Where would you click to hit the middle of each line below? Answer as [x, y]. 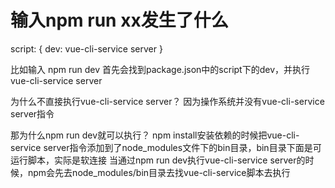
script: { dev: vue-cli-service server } [86, 48]
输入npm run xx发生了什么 [119, 20]
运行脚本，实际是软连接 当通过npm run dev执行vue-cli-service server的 [158, 160]
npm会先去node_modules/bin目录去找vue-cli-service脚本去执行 [159, 172]
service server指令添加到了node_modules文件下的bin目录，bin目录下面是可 [166, 147]
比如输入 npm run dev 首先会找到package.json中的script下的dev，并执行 [160, 69]
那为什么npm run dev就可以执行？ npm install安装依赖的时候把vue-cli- [155, 135]
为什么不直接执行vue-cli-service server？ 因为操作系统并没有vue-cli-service [167, 101]
